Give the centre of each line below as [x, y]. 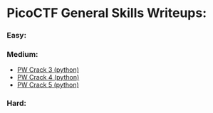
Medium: [22, 55]
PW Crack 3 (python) [48, 70]
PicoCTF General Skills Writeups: [107, 13]
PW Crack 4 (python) [48, 77]
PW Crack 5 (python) [48, 85]
